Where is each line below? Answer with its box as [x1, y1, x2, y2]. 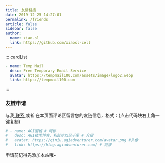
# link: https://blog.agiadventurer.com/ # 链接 [5, 142, 112, 148]
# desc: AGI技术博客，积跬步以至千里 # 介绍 [5, 133, 94, 138]
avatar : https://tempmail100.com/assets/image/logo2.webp [10, 73, 134, 78]
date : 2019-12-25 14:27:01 [5, 12, 62, 17]
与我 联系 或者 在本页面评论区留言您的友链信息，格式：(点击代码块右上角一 [5, 112, 160, 118]
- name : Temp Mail [5, 63, 44, 68]
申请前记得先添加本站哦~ [5, 152, 57, 158]
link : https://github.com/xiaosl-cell [10, 40, 91, 45]
